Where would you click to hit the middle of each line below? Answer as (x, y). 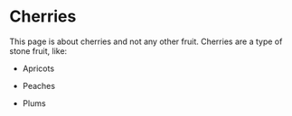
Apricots (38, 68)
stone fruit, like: (38, 50)
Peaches (39, 85)
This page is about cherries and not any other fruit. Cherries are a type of (146, 41)
